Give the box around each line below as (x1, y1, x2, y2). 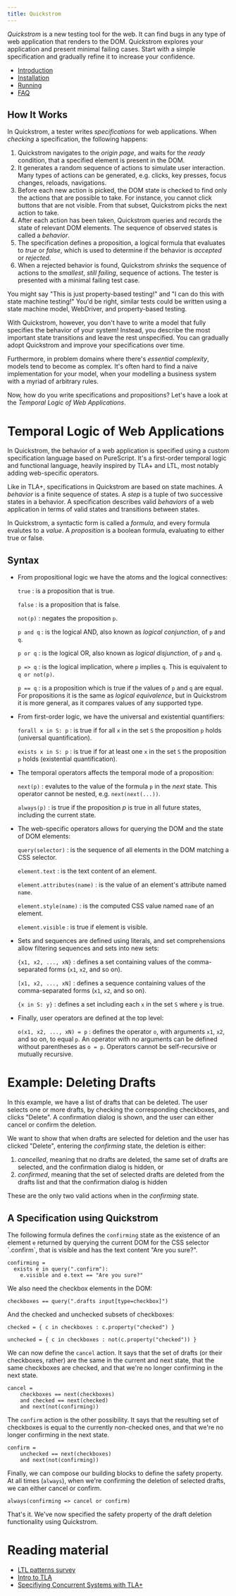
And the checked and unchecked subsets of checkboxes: (7, 1310, 175, 1319)
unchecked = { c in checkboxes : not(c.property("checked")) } (7, 1336, 197, 1343)
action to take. (17, 209, 60, 217)
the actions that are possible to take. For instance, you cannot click (17, 193, 213, 202)
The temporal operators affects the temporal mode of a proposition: (17, 769, 214, 777)
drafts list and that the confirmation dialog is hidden (17, 1178, 168, 1187)
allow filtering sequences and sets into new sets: (17, 944, 160, 953)
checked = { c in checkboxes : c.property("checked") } (7, 1324, 175, 1331)
